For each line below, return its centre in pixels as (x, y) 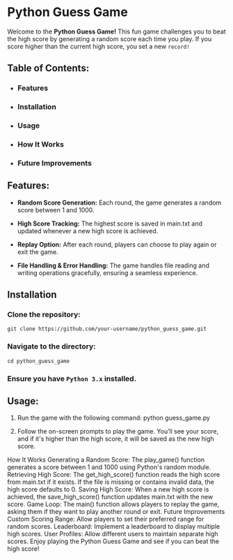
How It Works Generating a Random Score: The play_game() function (106, 460)
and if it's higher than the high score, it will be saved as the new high (115, 439)
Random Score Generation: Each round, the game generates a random (119, 202)
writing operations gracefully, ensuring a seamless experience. (107, 272)
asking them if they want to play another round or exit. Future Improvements (116, 512)
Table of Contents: (48, 68)
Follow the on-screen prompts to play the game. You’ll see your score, (118, 432)
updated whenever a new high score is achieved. (88, 230)
